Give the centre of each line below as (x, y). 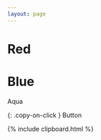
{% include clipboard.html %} (51, 129)
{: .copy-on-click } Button (44, 115)
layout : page (27, 14)
